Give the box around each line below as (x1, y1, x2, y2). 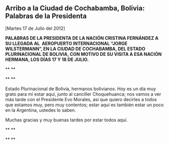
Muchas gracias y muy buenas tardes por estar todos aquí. (5, 117, 128, 123)
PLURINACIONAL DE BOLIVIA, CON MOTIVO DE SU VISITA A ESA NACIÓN (5, 51, 162, 57)
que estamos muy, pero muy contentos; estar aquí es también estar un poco (5, 102, 164, 108)
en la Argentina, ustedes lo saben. (5, 107, 76, 113)
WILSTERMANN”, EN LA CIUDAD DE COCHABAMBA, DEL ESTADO (5, 45, 145, 52)
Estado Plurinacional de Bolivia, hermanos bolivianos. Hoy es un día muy (5, 86, 156, 92)
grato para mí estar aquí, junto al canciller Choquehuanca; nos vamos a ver (5, 91, 161, 97)
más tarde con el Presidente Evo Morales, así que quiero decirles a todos (5, 96, 157, 102)
